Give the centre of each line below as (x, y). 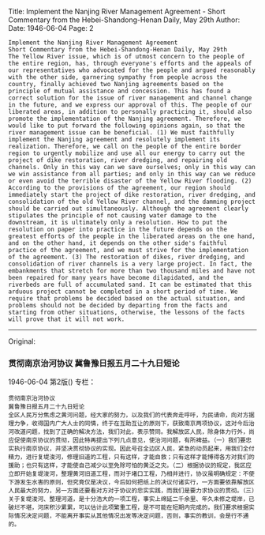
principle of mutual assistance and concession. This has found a (119, 91)
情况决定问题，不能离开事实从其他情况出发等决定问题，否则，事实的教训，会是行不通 (131, 516)
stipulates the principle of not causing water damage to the (112, 216)
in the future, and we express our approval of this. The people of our (130, 105)
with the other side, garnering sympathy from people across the (118, 77)
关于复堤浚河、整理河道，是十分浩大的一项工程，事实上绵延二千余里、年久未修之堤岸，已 (131, 499)
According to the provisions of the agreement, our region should (119, 188)
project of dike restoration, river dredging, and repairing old (118, 160)
